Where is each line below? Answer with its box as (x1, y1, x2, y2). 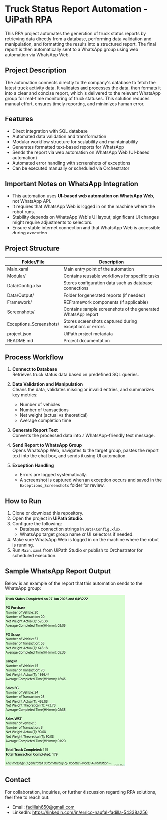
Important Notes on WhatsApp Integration (5, 179, 138, 188)
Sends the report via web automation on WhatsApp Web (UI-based (12, 149, 150, 155)
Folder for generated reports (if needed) (63, 292, 146, 298)
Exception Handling (12, 462, 54, 469)
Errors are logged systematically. (19, 472, 87, 478)
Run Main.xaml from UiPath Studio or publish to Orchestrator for (12, 547, 143, 553)
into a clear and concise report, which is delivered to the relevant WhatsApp (5, 90, 161, 96)
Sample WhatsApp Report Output (5, 567, 111, 576)
